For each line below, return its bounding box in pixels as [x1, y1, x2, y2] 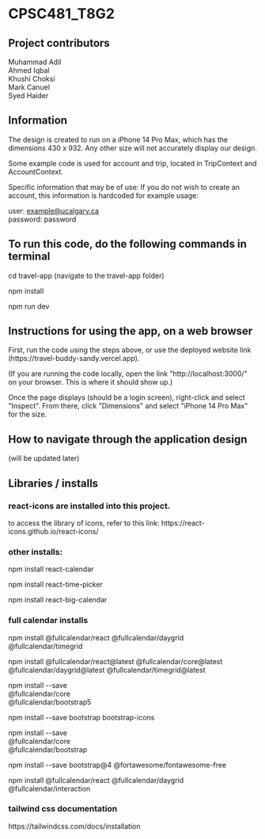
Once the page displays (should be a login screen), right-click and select [8, 393, 245, 402]
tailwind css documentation [8, 803, 118, 814]
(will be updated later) [8, 454, 80, 463]
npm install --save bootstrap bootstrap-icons [8, 712, 155, 722]
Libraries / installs [8, 476, 99, 490]
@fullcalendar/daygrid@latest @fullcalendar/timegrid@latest [8, 665, 206, 674]
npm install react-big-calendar [8, 595, 108, 605]
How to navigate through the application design [8, 432, 248, 446]
